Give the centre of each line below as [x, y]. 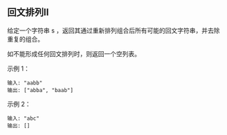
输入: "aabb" [25, 83]
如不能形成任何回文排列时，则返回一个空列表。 [74, 53]
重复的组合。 [25, 39]
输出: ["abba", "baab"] [40, 90]
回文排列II [28, 12]
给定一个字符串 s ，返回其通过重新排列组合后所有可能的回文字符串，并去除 [113, 30]
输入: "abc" [23, 118]
